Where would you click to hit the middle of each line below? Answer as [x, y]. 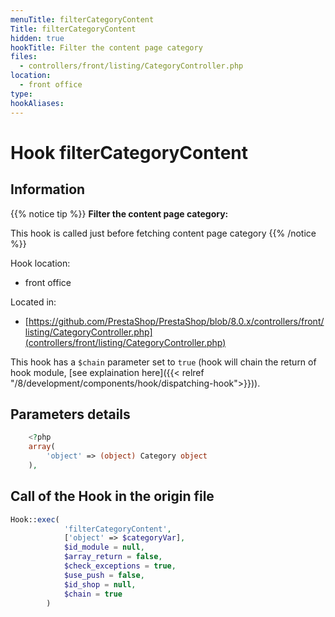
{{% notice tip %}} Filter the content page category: [119, 213]
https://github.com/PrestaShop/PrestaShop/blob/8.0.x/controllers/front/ [176, 321]
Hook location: [40, 263]
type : [21, 94]
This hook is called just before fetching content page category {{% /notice [163, 233]
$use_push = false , [104, 575]
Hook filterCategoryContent [129, 152]
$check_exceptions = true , [120, 566]
